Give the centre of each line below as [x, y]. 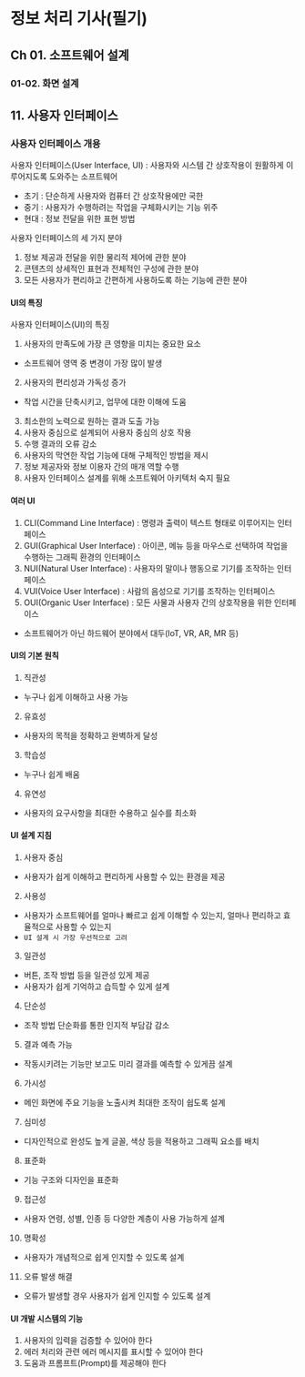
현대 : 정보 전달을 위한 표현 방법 [79, 218]
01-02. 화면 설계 [45, 83]
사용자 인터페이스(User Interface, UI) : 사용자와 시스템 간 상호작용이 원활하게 [147, 166]
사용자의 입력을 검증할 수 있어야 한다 [88, 1341]
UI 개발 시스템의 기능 [47, 1318]
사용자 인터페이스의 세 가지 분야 [66, 238]
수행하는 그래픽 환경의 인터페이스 [82, 557]
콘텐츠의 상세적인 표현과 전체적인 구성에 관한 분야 [111, 268]
